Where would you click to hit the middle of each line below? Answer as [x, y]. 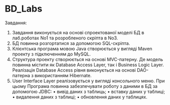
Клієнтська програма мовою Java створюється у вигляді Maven [82, 48]
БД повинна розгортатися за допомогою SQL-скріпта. [71, 43]
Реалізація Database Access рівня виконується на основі [74, 70]
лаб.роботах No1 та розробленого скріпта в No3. [65, 38]
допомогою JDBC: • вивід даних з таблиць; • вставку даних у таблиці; [89, 91]
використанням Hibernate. [63, 75]
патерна [21, 75]
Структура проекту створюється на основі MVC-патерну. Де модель [88, 59]
